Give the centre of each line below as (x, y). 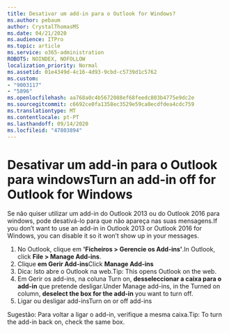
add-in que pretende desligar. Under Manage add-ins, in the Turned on (119, 286)
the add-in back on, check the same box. (66, 322)
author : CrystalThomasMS (43, 26)
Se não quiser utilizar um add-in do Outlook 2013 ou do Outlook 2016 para (114, 214)
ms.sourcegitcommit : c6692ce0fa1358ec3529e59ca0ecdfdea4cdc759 (101, 104)
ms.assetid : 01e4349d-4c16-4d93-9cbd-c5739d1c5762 (82, 72)
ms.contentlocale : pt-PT (43, 117)
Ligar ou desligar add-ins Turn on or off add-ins (85, 301)
